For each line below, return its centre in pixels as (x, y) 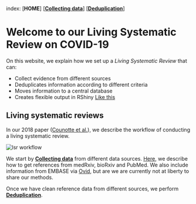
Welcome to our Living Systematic (92, 32)
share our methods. (30, 177)
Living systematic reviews (55, 116)
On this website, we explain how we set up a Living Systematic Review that (97, 60)
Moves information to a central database (63, 91)
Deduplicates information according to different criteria (81, 84)
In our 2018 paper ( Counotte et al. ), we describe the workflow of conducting (98, 130)
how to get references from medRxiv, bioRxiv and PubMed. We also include (97, 165)
